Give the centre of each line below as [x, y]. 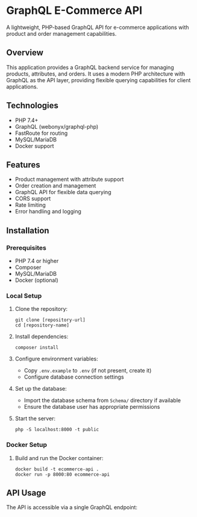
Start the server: [35, 418]
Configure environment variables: [56, 359]
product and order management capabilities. [61, 33]
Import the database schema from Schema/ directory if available [102, 400]
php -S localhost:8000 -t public [57, 430]
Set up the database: [41, 389]
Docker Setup [27, 445]
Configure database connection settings [74, 377]
